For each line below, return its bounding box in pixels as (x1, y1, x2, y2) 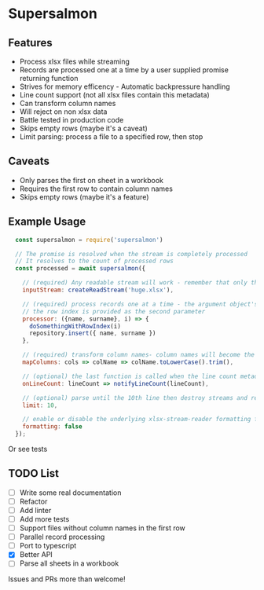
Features (8, 36, 53, 49)
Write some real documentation (19, 488, 122, 497)
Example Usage (8, 215, 86, 229)
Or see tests (8, 445, 48, 453)
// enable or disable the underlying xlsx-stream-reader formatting (22, 416, 251, 423)
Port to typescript (19, 541, 77, 551)
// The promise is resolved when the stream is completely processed (15, 250, 247, 258)
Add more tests (19, 515, 70, 523)
